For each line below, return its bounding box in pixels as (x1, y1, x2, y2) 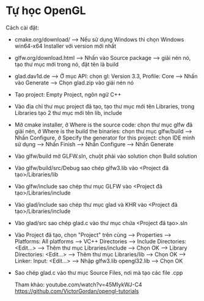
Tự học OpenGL (5, 4, 86, 18)
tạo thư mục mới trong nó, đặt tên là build (14, 61, 119, 68)
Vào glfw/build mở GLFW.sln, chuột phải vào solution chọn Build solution (14, 152, 197, 160)
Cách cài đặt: (5, 24, 39, 31)
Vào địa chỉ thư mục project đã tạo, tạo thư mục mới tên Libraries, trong (14, 102, 195, 110)
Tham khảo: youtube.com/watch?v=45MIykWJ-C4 (14, 281, 142, 288)
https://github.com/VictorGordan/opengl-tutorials (14, 287, 139, 294)
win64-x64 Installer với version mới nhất (14, 42, 117, 50)
